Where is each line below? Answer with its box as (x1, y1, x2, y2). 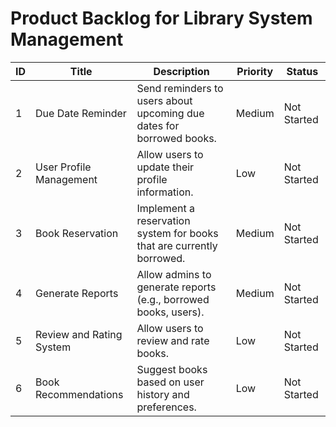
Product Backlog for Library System (10, 7, 313, 30)
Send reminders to (136, 81, 224, 95)
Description (153, 64, 210, 78)
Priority (236, 64, 274, 78)
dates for (136, 118, 180, 132)
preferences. (136, 400, 197, 414)
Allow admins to (136, 267, 212, 281)
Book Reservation (35, 226, 119, 240)
